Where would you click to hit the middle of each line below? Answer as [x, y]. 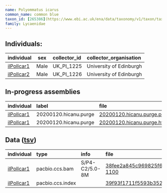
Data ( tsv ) [21, 140]
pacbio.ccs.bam [55, 169]
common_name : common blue [32, 14]
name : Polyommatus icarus [32, 10]
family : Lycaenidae [25, 24]
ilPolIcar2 [19, 74]
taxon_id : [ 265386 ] [25, 19]
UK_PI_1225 [67, 66]
